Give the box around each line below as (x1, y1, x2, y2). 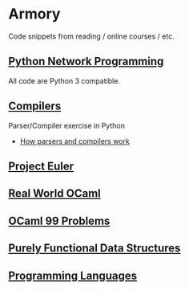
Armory (8, 5, 61, 23)
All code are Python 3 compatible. (8, 76, 120, 85)
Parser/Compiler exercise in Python (8, 120, 126, 130)
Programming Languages (8, 268, 138, 282)
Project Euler (8, 159, 74, 173)
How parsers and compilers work (19, 136, 130, 145)
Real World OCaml (8, 186, 102, 201)
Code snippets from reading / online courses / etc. (8, 31, 175, 41)
